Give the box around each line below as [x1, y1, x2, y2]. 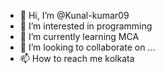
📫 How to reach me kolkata [19, 53, 135, 64]
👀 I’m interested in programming [19, 20, 153, 32]
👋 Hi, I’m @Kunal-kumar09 [19, 10, 130, 21]
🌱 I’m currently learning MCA [19, 31, 140, 42]
